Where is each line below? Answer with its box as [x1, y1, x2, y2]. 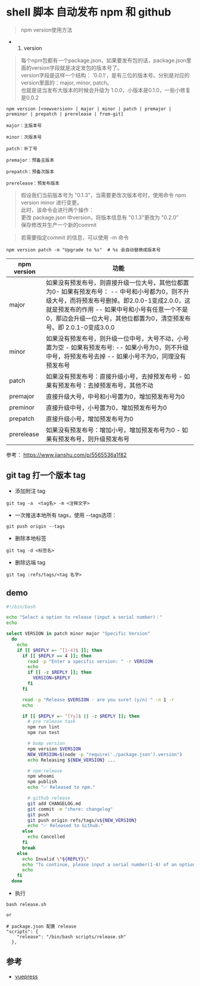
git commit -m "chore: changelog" [27, 806, 113, 812]
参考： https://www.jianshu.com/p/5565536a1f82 [6, 451, 127, 458]
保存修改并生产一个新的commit [20, 221, 97, 228]
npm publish [27, 779, 58, 785]
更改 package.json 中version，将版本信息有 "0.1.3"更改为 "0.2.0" [20, 214, 179, 221]
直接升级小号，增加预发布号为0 [45, 414, 134, 423]
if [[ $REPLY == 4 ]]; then [21, 653, 92, 659]
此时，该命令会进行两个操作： [20, 206, 94, 213]
